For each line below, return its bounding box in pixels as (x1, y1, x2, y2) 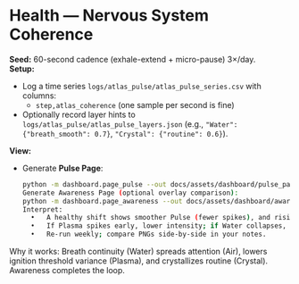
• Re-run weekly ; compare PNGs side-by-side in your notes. (30, 230, 267, 239)
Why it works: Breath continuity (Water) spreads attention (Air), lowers (9, 246, 268, 257)
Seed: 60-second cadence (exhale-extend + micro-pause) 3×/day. (9, 54, 256, 64)
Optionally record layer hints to (21, 109, 136, 120)
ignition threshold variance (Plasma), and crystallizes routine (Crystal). (9, 255, 269, 266)
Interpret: (21, 205, 63, 214)
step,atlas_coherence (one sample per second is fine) (35, 99, 235, 110)
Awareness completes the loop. (9, 265, 125, 276)
